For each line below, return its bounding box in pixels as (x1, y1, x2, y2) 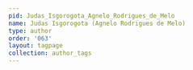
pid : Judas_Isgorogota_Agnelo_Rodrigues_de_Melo (8, 11, 175, 20)
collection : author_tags (8, 49, 92, 57)
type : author (8, 27, 52, 35)
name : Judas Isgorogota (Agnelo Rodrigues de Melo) (8, 19, 186, 27)
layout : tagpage (8, 42, 63, 50)
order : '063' (8, 34, 52, 43)
